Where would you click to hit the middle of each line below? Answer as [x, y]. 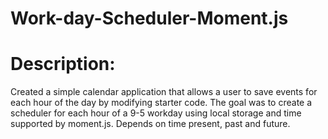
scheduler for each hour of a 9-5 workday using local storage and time [156, 113]
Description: [63, 64]
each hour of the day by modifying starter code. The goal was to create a [161, 103]
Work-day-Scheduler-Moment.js [149, 18]
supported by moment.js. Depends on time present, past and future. [150, 124]
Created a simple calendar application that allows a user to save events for [164, 92]
